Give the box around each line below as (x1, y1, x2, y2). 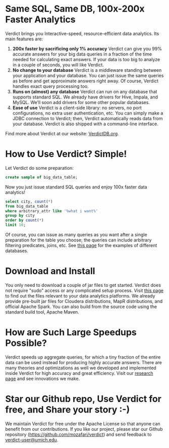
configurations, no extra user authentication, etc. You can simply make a (12, 110, 163, 116)
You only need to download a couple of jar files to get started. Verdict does (5, 282, 161, 288)
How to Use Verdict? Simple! (5, 148, 127, 160)
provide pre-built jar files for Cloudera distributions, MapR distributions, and (5, 298, 163, 304)
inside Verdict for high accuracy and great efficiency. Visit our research (5, 370, 153, 376)
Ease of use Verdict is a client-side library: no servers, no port (12, 105, 142, 111)
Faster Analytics (5, 14, 76, 25)
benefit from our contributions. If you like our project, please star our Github (5, 426, 163, 432)
